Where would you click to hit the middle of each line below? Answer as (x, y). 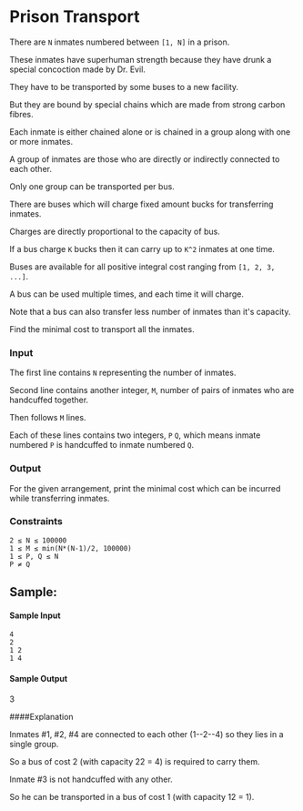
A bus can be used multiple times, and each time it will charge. (126, 294)
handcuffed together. (49, 400)
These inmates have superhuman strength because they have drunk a (141, 59)
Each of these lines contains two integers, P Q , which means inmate (135, 435)
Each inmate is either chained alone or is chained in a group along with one (150, 132)
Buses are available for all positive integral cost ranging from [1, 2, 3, (142, 267)
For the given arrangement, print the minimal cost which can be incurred (145, 488)
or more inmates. (41, 141)
